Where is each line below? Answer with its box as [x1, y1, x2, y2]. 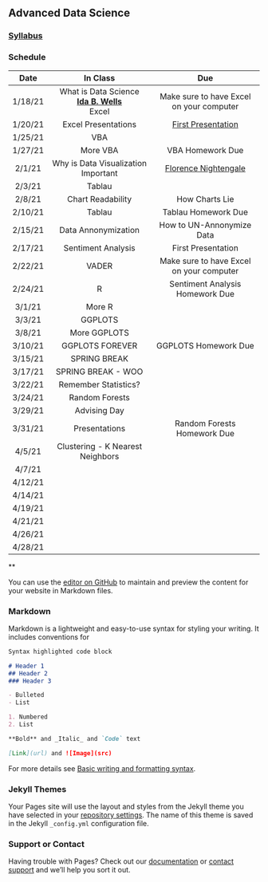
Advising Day [74, 404, 125, 415]
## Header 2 [8, 669, 48, 677]
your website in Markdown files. [8, 585, 113, 595]
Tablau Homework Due [162, 207, 249, 218]
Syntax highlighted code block [8, 648, 112, 656]
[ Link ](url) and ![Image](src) [8, 749, 112, 757]
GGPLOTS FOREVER [61, 340, 138, 351]
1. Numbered [8, 713, 48, 721]
